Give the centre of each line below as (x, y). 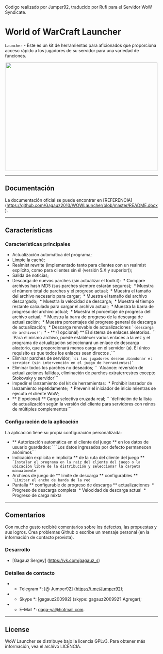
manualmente (24, 471)
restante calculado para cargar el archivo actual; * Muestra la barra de (83, 307)
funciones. (16, 56)
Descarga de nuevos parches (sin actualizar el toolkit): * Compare (79, 281)
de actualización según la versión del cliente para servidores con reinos (84, 404)
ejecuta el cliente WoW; (35, 394)
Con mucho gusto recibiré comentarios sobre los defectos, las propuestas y (81, 527)
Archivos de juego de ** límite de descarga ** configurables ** (75, 475)
